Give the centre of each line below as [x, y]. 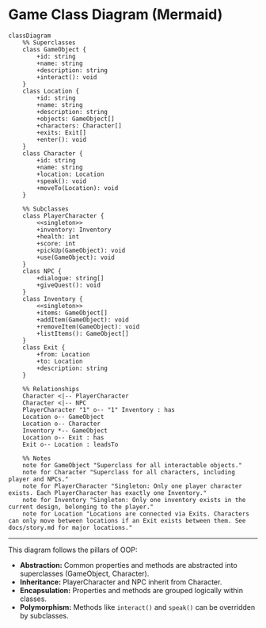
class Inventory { [53, 299]
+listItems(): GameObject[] [83, 333]
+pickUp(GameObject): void [81, 250]
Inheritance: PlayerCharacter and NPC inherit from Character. [121, 582]
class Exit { [44, 347]
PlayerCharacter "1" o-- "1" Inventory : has [99, 409]
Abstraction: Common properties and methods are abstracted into [128, 565]
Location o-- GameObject [63, 417]
